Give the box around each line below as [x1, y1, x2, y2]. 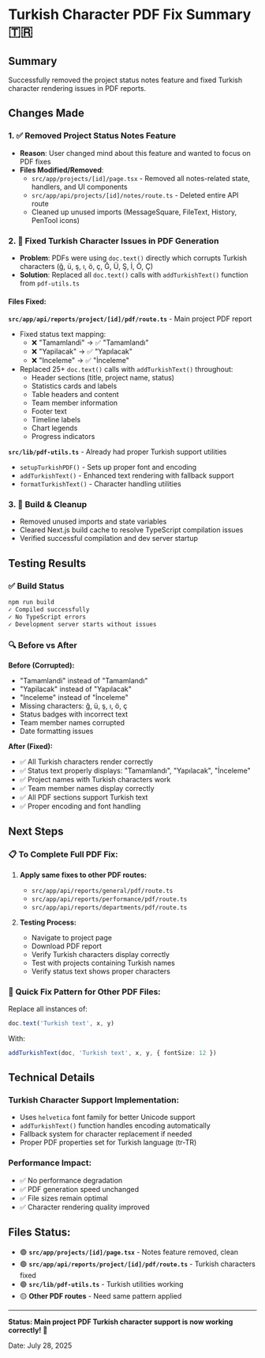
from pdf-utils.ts [19, 278, 80, 288]
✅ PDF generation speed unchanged [19, 1184, 140, 1193]
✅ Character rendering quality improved [19, 1202, 150, 1212]
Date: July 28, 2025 [8, 1341, 73, 1350]
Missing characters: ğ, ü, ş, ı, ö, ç [19, 701, 128, 710]
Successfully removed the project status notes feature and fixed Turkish [8, 75, 243, 85]
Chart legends [31, 423, 78, 433]
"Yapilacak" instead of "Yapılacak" [19, 684, 132, 694]
